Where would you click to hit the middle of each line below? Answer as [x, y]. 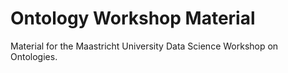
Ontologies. [34, 56]
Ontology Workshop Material [133, 18]
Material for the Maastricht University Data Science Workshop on [144, 46]
